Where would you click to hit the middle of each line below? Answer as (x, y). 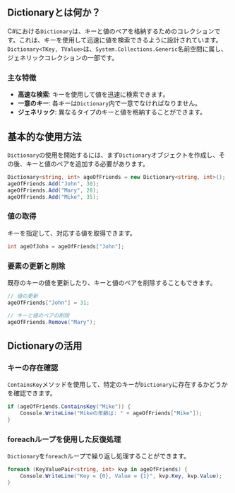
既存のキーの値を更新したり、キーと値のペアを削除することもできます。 (112, 282)
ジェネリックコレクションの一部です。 (63, 57)
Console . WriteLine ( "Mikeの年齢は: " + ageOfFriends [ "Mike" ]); (111, 413)
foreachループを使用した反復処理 (64, 439)
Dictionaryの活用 (45, 346)
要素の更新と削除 (36, 266)
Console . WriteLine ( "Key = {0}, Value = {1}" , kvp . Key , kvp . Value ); (121, 476)
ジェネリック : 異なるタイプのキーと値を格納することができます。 (112, 112)
